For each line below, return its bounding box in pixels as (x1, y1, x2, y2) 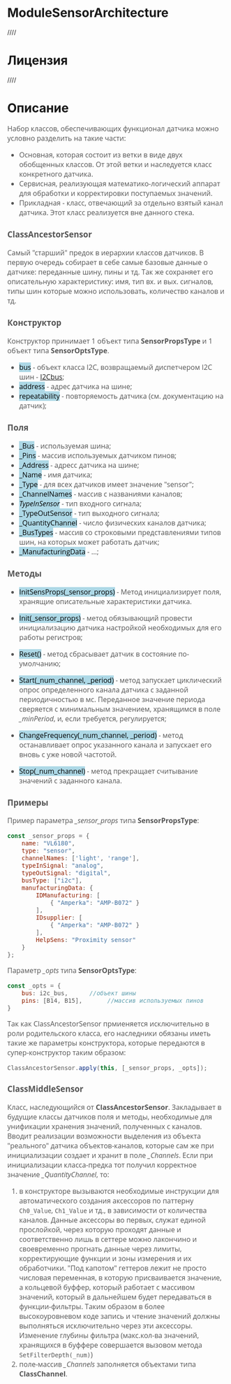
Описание (7, 100, 69, 116)
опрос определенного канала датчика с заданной (19, 684, 188, 695)
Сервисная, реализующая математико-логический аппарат (19, 178, 221, 189)
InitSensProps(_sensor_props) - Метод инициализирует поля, (19, 586, 222, 597)
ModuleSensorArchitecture (7, 5, 169, 21)
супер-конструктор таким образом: (7, 1048, 126, 1058)
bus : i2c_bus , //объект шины (21, 990, 136, 997)
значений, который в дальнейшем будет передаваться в (19, 1292, 211, 1302)
